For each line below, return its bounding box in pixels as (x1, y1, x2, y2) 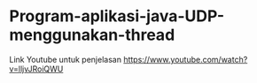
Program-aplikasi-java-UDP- (9, 6, 225, 26)
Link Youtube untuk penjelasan (9, 54, 122, 64)
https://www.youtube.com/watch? (123, 54, 248, 64)
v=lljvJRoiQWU (9, 64, 64, 74)
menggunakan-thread (9, 25, 175, 45)
